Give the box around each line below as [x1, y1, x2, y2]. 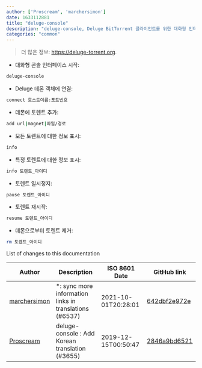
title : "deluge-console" [6, 20, 69, 26]
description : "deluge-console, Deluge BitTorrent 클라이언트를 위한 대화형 [6, 25, 186, 32]
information [56, 290, 88, 298]
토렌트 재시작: [14, 203, 48, 211]
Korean [56, 337, 76, 345]
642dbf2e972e [147, 297, 191, 305]
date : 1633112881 [6, 14, 50, 20]
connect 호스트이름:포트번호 [6, 97, 68, 103]
